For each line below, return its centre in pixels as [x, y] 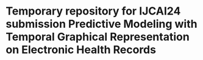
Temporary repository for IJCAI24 [93, 11]
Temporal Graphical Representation [98, 37]
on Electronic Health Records [81, 50]
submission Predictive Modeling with [101, 24]
